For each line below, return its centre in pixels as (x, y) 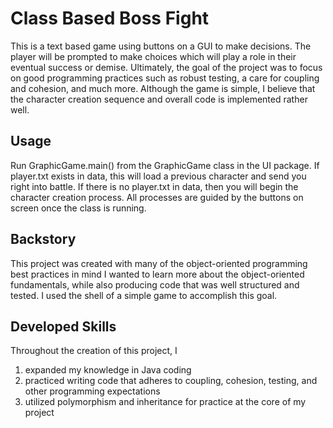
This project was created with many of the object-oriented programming (159, 263)
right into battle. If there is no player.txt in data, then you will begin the (154, 186)
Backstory (43, 239)
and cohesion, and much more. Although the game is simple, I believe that (163, 88)
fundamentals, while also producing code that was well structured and (155, 284)
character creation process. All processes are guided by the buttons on (157, 197)
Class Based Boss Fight (110, 18)
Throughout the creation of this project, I (94, 351)
